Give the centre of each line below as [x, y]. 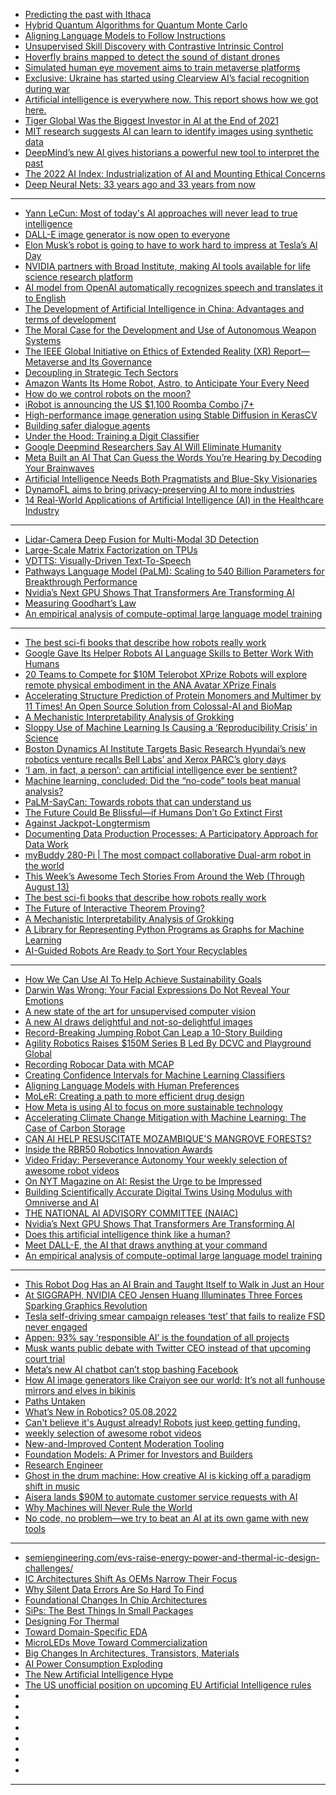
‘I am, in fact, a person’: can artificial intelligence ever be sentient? [161, 770]
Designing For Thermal [72, 1621]
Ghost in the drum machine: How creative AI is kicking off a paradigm [168, 1475]
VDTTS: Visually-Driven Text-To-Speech [108, 560]
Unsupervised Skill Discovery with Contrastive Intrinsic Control [154, 46]
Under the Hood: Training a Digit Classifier [112, 436]
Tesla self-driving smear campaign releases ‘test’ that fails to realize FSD [175, 1316]
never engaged [56, 1327]
